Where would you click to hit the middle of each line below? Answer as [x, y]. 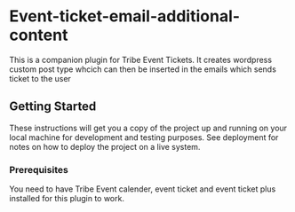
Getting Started [53, 107]
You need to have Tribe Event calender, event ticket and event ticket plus [143, 189]
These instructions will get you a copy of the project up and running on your [148, 128]
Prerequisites [39, 169]
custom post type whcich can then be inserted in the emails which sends [143, 69]
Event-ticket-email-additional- [125, 16]
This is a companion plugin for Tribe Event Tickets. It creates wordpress [141, 59]
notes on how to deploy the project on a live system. [105, 146]
